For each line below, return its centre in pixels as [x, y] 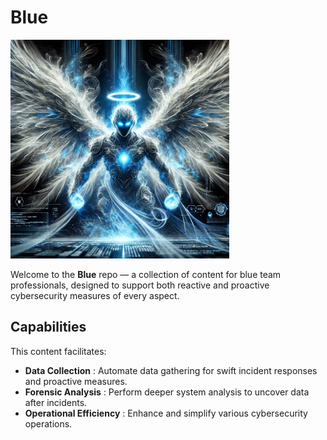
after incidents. [56, 402]
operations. [48, 423]
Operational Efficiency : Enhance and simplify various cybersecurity [166, 413]
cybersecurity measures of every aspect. [95, 295]
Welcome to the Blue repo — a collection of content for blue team [146, 274]
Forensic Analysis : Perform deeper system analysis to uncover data [167, 392]
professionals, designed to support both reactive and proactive [140, 285]
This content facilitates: [58, 351]
